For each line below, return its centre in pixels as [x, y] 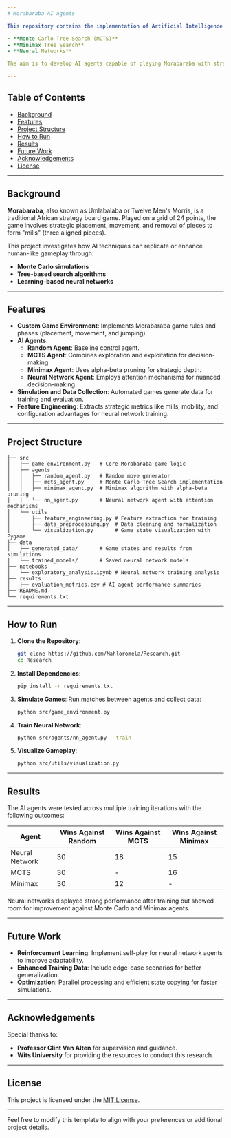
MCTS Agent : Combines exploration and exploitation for [107, 355]
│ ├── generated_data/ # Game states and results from [100, 549]
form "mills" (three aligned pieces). [57, 233]
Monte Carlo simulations [53, 266]
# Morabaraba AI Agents [41, 13]
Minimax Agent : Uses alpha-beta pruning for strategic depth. [114, 370]
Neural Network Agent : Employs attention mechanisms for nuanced [124, 377]
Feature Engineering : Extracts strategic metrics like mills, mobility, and [118, 406]
